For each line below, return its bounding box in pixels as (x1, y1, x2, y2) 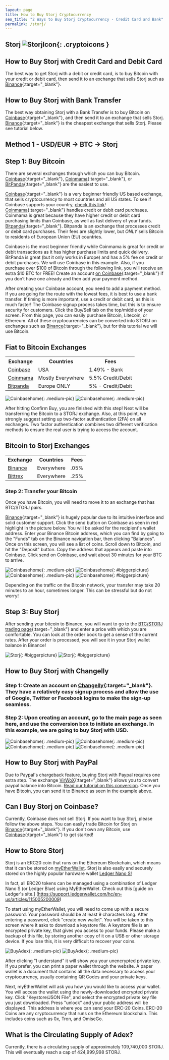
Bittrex (8, 473, 24, 480)
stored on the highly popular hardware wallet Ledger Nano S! (5, 870, 132, 876)
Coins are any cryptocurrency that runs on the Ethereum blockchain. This (5, 1011, 158, 1017)
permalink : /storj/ (5, 21, 46, 27)
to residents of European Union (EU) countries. (5, 234, 102, 240)
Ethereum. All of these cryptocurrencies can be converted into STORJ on (5, 318, 157, 324)
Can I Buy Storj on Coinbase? (5, 802, 98, 811)
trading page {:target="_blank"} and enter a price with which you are (5, 626, 147, 632)
